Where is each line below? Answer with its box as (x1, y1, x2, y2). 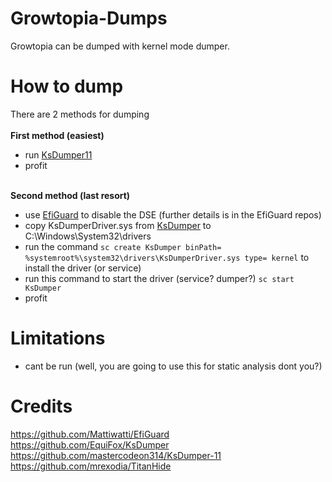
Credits (10, 395, 73, 417)
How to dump (10, 75, 124, 98)
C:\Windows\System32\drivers (24, 230, 152, 242)
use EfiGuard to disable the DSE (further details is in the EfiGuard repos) (24, 208, 322, 221)
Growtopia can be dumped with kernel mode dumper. (10, 40, 230, 52)
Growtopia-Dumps (10, 7, 168, 30)
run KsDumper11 (24, 148, 93, 161)
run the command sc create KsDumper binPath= (24, 240, 222, 252)
